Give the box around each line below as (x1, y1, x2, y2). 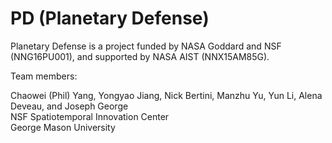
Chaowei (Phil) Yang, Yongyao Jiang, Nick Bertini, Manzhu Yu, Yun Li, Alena (10, 89, 323, 101)
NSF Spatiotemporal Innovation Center (10, 110, 170, 122)
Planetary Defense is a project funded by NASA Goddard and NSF (10, 40, 282, 52)
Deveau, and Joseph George (10, 100, 129, 112)
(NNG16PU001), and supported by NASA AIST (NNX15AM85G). (10, 50, 270, 62)
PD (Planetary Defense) (10, 7, 210, 30)
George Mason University (10, 121, 116, 133)
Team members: (10, 70, 78, 82)
